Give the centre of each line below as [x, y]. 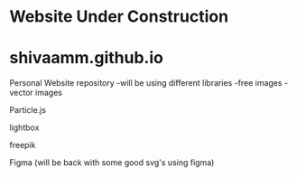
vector [21, 93]
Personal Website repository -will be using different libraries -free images [146, 83]
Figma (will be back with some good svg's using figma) [112, 163]
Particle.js [28, 110]
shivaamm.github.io [87, 58]
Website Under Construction [119, 17]
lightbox [24, 127]
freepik [23, 145]
